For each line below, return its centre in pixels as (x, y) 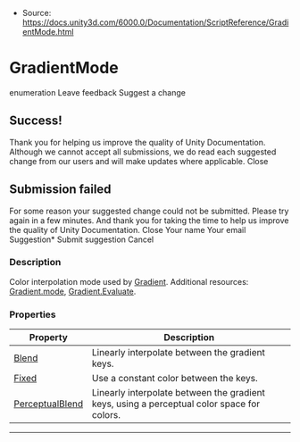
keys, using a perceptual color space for (176, 404)
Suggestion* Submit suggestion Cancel (82, 239)
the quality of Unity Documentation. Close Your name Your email (128, 229)
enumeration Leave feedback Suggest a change (97, 92)
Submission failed (60, 190)
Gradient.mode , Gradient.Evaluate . (73, 291)
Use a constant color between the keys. (175, 379)
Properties (33, 314)
